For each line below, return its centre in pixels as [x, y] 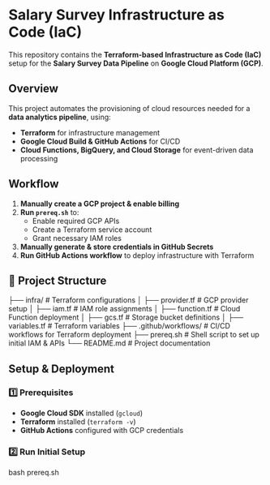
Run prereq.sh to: [49, 212]
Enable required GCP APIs [76, 221]
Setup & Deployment [62, 369]
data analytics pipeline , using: [60, 117]
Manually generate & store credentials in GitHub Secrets [117, 247]
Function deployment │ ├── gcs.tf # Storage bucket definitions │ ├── [126, 317]
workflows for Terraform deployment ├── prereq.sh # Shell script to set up [134, 335]
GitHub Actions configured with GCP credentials [102, 431]
